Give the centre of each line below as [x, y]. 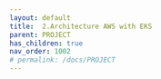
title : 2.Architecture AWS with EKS [81, 26]
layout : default [40, 18]
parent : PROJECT [40, 35]
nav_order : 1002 [40, 52]
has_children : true [46, 43]
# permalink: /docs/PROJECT [63, 60]
